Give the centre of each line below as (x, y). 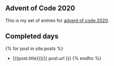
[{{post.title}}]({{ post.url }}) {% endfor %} (57, 58)
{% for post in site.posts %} (34, 48)
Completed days (32, 37)
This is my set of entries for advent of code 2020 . (57, 20)
